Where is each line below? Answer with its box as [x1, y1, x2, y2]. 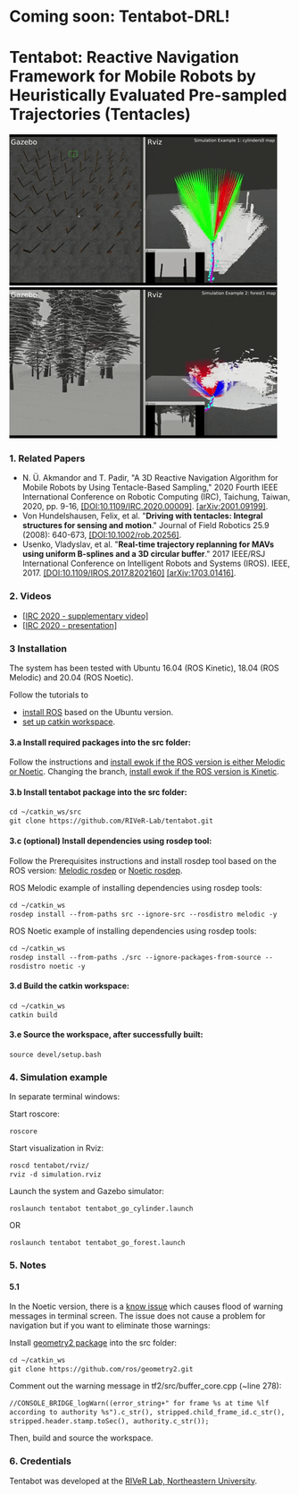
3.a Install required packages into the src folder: [9, 737, 192, 747]
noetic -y [48, 961, 87, 970]
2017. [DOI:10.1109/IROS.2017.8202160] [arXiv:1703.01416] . [21, 568, 237, 578]
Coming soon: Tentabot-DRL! [9, 6, 230, 27]
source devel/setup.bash [9, 1050, 102, 1060]
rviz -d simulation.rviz [9, 1170, 102, 1179]
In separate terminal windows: [9, 1091, 120, 1102]
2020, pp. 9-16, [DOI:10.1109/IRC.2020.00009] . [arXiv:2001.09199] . [21, 501, 269, 512]
